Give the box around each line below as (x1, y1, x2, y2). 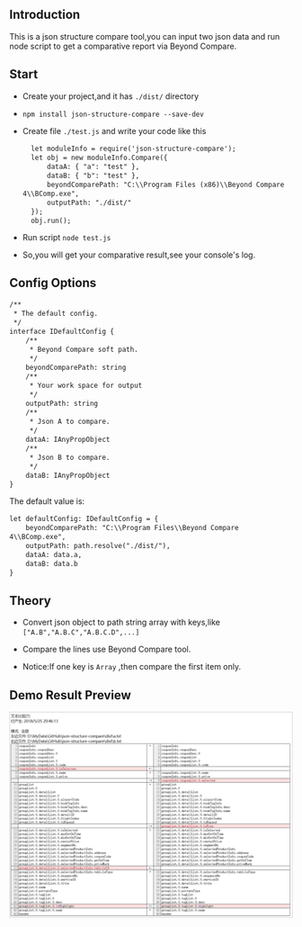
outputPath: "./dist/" (46, 198, 132, 207)
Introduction (9, 7, 81, 22)
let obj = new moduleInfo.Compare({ (31, 153, 168, 162)
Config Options (9, 275, 97, 291)
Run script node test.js (22, 231, 111, 242)
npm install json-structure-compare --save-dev (22, 110, 204, 119)
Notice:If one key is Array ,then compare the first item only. (22, 661, 242, 672)
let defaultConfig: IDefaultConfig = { (9, 515, 159, 524)
